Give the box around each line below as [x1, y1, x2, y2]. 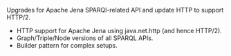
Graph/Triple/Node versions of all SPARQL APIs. [16, 34, 154, 42]
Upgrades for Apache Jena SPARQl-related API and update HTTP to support [6, 6, 224, 14]
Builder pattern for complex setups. [16, 41, 118, 49]
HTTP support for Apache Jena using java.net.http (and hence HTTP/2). [16, 27, 222, 35]
